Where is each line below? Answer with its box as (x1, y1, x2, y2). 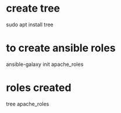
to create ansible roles (6, 41, 116, 55)
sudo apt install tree (6, 21, 54, 28)
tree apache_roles (6, 100, 49, 107)
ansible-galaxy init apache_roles (6, 61, 84, 68)
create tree (6, 2, 61, 15)
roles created (6, 81, 72, 94)
